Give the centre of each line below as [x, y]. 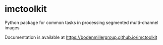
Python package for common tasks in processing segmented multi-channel [81, 22]
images [12, 27]
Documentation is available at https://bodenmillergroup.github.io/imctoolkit [81, 37]
